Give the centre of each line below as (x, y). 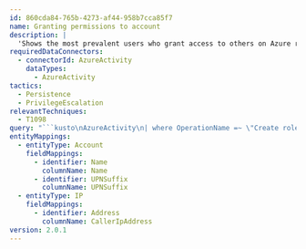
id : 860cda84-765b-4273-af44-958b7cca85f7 (91, 18)
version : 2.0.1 (38, 230)
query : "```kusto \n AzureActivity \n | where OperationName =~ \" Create (144, 129)
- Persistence (44, 94)
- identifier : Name (70, 162)
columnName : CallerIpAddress (97, 221)
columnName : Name (75, 171)
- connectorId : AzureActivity (75, 60)
